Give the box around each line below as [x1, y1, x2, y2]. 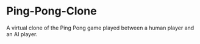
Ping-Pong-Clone [6, 4, 97, 18]
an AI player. [6, 30, 38, 37]
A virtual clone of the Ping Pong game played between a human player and [6, 24, 195, 31]
